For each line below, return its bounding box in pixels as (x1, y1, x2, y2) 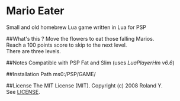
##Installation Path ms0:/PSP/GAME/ (6, 70, 96, 77)
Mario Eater (6, 4, 65, 18)
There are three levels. (6, 47, 61, 54)
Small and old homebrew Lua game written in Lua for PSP (6, 24, 147, 31)
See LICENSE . (6, 88, 40, 95)
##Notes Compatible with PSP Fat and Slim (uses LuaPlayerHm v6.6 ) (6, 59, 175, 66)
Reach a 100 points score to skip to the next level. (6, 41, 127, 48)
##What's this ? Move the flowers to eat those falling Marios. (6, 35, 155, 42)
